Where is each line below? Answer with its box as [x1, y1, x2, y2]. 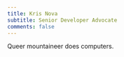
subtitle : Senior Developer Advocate [7, 17, 118, 24]
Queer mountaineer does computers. [7, 42, 114, 51]
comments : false [7, 23, 55, 30]
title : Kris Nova [7, 10, 58, 17]
